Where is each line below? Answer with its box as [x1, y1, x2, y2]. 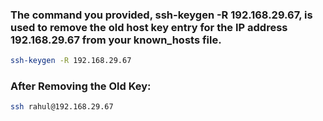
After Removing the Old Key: [10, 79, 152, 93]
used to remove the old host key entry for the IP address [10, 20, 288, 34]
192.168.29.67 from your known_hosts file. [10, 33, 222, 47]
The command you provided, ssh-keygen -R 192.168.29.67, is [10, 8, 313, 22]
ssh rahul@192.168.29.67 [10, 102, 114, 112]
